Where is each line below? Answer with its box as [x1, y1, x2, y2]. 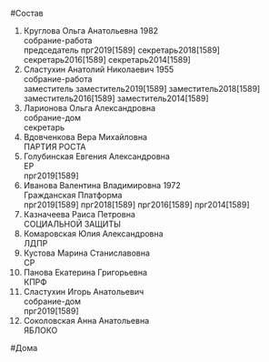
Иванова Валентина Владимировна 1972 [23, 180, 181, 190]
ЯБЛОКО [23, 325, 58, 336]
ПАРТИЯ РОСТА [23, 141, 86, 152]
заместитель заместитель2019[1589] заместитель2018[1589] [23, 84, 261, 94]
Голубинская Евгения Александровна [23, 151, 171, 162]
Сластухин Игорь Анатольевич [23, 287, 144, 297]
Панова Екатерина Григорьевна [23, 267, 148, 277]
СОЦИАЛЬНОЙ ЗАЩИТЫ [23, 218, 122, 229]
